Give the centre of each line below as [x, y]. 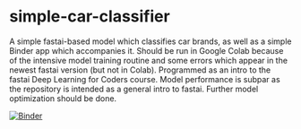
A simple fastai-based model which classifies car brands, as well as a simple [150, 41]
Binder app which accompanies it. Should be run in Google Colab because [146, 50]
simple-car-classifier [90, 17]
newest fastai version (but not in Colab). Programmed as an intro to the [140, 70]
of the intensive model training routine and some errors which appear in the [149, 60]
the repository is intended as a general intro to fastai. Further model [134, 89]
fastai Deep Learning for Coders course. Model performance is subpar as [145, 79]
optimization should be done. [63, 98]
